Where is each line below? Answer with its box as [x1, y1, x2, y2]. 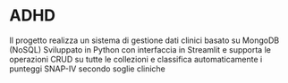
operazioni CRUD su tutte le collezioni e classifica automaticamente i [9, 54, 263, 64]
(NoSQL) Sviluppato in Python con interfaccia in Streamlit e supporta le [9, 44, 271, 54]
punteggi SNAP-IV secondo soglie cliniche [9, 63, 165, 74]
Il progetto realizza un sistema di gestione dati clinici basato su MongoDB [9, 35, 280, 46]
